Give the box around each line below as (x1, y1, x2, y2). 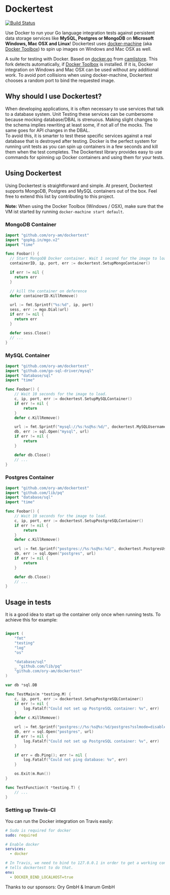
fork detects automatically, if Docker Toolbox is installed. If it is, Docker (5, 61, 153, 67)
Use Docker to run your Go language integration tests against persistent (5, 29, 155, 36)
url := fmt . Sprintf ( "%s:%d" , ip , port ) (10, 302, 94, 307)
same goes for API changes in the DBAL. (5, 127, 90, 133)
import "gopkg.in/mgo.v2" (5, 237, 60, 242)
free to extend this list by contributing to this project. (5, 193, 115, 199)
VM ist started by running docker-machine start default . (5, 208, 124, 214)
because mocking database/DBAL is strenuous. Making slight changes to (5, 116, 158, 122)
